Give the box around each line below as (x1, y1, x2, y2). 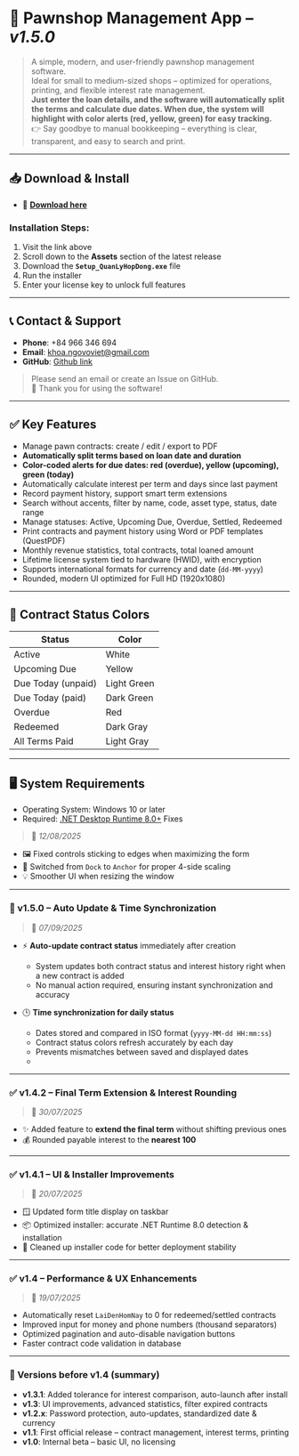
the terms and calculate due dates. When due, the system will (30, 103, 264, 114)
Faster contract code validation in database (21, 1339, 182, 1349)
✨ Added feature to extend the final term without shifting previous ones (21, 1123, 287, 1134)
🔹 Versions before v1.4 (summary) (9, 1369, 160, 1381)
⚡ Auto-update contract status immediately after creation (21, 940, 237, 950)
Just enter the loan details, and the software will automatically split (30, 93, 285, 105)
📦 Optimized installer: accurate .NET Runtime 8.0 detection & (21, 1219, 249, 1231)
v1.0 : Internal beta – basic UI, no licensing (21, 1436, 176, 1447)
